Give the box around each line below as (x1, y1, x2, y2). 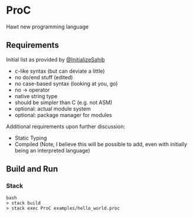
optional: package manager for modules (14, 111, 112, 118)
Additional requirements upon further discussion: (6, 122, 126, 130)
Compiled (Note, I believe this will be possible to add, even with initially (14, 140, 187, 148)
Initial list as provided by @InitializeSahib (6, 56, 105, 63)
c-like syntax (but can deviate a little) (14, 67, 105, 75)
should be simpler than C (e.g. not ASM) (14, 99, 113, 106)
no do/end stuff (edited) (14, 73, 73, 80)
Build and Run (6, 164, 58, 174)
